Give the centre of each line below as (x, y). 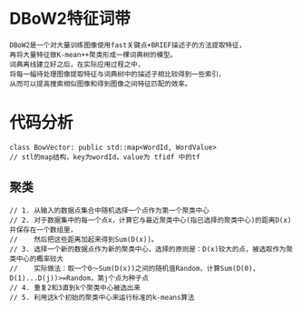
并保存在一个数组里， (43, 230)
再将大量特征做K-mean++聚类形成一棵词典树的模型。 (93, 55)
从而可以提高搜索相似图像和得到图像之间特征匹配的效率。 (101, 84)
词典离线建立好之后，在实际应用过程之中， (77, 65)
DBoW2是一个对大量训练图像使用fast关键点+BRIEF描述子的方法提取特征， (128, 45)
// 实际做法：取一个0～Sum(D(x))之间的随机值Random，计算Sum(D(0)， (135, 268)
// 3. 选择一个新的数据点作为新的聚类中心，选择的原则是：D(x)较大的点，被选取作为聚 (151, 249)
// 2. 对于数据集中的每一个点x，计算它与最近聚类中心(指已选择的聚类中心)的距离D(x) (151, 220)
